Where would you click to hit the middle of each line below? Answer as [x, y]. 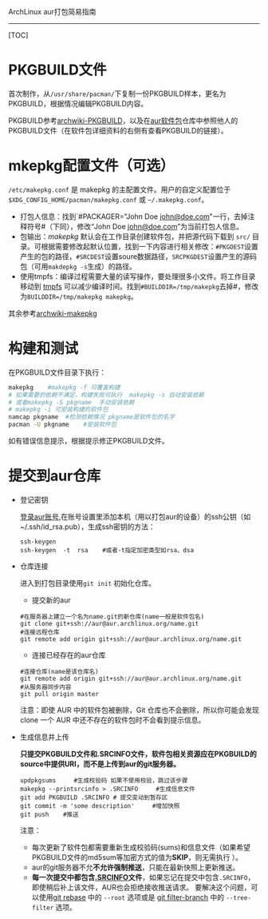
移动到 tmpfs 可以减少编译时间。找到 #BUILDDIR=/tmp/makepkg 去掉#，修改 [139, 286]
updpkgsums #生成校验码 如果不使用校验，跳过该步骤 [104, 781]
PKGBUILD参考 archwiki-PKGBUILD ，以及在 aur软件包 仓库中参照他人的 [123, 120]
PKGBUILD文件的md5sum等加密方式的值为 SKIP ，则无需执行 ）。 [137, 857]
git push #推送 [49, 814]
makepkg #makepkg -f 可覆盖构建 [65, 387]
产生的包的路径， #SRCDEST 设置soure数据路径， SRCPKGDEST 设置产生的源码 [138, 256]
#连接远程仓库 [39, 632]
